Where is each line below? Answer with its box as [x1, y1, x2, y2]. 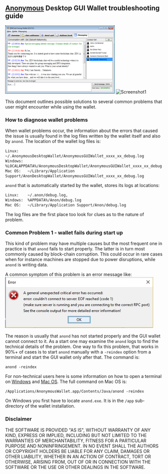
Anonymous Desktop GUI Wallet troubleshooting [5, 4, 160, 12]
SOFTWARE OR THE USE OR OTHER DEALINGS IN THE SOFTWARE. [5, 464, 145, 470]
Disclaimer [5, 415, 32, 422]
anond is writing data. [5, 262, 48, 268]
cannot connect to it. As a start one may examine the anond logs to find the [5, 338, 158, 344]
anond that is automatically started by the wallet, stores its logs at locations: [5, 182, 160, 188]
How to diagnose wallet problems [5, 116, 88, 123]
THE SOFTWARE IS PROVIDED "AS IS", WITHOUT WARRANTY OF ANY [5, 427, 151, 433]
